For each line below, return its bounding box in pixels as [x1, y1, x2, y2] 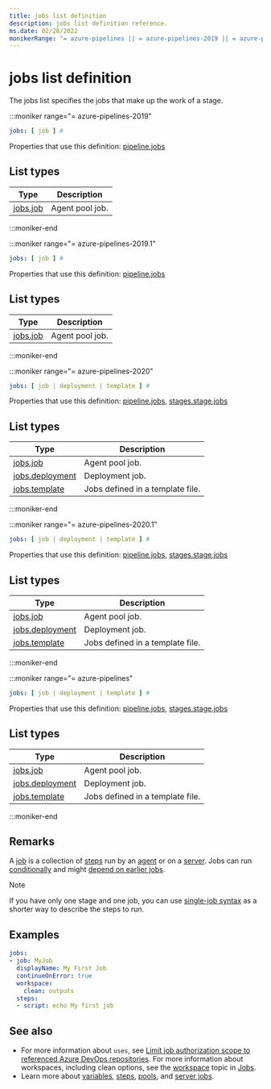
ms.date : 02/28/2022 [9, 27, 79, 35]
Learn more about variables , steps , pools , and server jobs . [20, 1071, 215, 1081]
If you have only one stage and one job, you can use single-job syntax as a [9, 896, 257, 906]
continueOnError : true [16, 971, 92, 980]
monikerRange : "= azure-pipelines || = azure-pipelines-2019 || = [9, 34, 236, 43]
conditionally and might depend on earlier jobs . [9, 865, 166, 874]
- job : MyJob [9, 957, 53, 965]
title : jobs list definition [9, 11, 107, 20]
